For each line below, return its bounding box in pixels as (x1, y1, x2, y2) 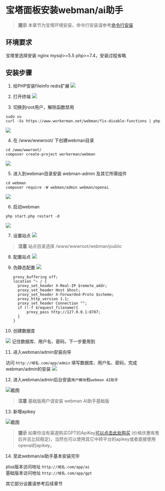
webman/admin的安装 (5, 366, 51, 372)
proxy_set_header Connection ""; (17, 301, 87, 306)
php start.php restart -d (5, 213, 59, 218)
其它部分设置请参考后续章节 (5, 480, 63, 486)
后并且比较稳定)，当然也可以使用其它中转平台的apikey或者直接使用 (17, 436, 156, 442)
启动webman (12, 203, 40, 209)
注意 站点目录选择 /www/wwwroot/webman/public (17, 243, 122, 249)
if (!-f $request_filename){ (17, 305, 78, 310)
